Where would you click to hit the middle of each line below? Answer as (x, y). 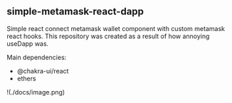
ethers (26, 78)
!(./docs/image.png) (36, 92)
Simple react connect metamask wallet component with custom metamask (116, 28)
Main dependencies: (37, 57)
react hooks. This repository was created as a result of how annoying (108, 36)
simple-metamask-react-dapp (75, 12)
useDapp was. (28, 43)
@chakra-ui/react (43, 71)
